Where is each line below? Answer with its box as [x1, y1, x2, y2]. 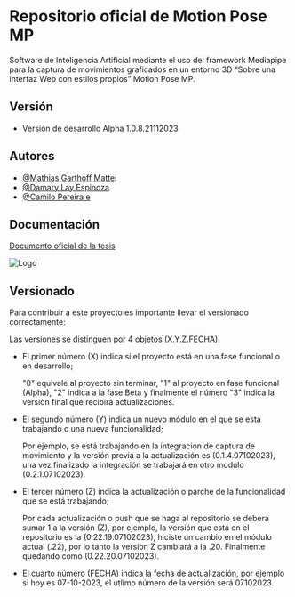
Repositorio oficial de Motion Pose [9, 6, 268, 27]
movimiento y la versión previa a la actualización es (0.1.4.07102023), [21, 450, 275, 461]
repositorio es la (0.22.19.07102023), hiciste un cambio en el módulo [21, 532, 273, 543]
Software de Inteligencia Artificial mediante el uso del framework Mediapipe [9, 54, 287, 65]
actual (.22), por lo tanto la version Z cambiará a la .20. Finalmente [21, 541, 266, 553]
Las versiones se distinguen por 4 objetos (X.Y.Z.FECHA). [9, 334, 220, 344]
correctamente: [9, 317, 66, 327]
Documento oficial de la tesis [9, 240, 116, 251]
